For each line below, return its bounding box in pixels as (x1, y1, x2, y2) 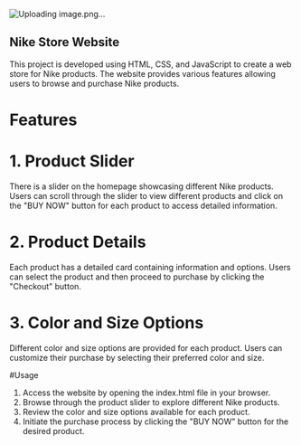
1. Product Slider (9, 151, 135, 172)
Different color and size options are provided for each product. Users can (9, 342, 283, 353)
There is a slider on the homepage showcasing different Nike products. (9, 181, 274, 192)
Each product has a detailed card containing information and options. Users (9, 261, 291, 272)
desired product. (22, 425, 85, 436)
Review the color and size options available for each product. (22, 406, 250, 417)
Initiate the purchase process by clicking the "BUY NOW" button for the (22, 416, 289, 427)
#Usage (9, 369, 39, 380)
